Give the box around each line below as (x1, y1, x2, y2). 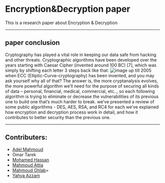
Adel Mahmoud (12, 146, 43, 152)
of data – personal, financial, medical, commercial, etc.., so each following (5, 88, 155, 94)
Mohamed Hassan (12, 156, 50, 163)
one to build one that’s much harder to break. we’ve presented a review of (5, 98, 155, 104)
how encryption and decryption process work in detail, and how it (5, 109, 138, 115)
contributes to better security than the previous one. (5, 114, 111, 120)
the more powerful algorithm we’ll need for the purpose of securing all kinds (5, 83, 159, 89)
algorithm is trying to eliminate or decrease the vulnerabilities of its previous (5, 93, 159, 99)
